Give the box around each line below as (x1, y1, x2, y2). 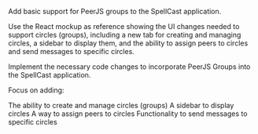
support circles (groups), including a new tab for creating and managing (8, 31, 241, 39)
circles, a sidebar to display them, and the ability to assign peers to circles (8, 38, 249, 48)
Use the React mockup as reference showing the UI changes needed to (8, 22, 240, 31)
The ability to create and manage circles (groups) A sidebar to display (8, 101, 234, 110)
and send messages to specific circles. (8, 47, 135, 56)
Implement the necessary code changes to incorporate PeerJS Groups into (8, 62, 251, 71)
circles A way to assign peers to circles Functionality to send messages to (8, 109, 248, 118)
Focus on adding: (8, 85, 64, 95)
